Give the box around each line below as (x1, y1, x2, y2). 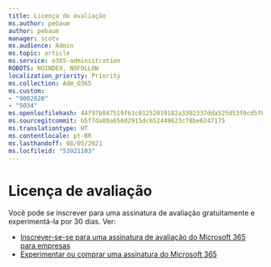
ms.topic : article (8, 49, 70, 57)
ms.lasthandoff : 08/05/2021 (8, 139, 103, 148)
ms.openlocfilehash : (8, 110, 78, 118)
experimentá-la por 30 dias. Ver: (8, 217, 117, 227)
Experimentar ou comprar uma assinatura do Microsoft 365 (19, 249, 218, 259)
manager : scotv (8, 34, 60, 43)
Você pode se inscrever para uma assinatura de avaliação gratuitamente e (8, 208, 256, 218)
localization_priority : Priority (8, 72, 121, 80)
